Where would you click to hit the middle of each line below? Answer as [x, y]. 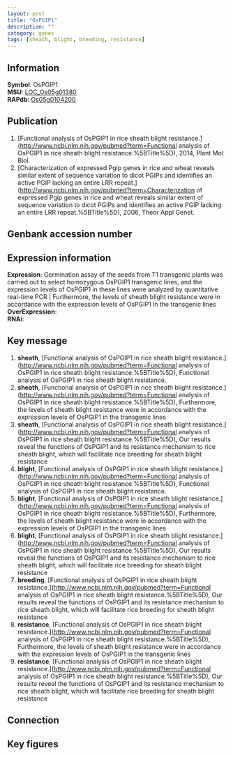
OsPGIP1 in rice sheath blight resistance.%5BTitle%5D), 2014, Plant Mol [120, 153]
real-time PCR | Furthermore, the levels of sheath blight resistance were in [114, 296]
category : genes [31, 33]
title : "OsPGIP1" [32, 20]
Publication [32, 122]
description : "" [31, 26]
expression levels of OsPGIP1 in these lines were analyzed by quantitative [113, 289]
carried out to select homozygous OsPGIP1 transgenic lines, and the [105, 282]
